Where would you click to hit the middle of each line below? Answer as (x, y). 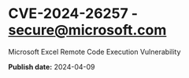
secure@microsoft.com (87, 30)
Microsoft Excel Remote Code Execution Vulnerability (94, 51)
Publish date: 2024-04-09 (52, 66)
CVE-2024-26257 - (73, 14)
